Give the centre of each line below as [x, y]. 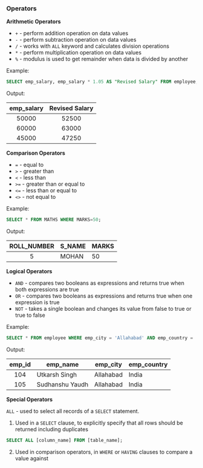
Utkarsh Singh [57, 374]
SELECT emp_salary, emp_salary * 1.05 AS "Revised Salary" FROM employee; [102, 82]
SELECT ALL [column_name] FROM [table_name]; [64, 440]
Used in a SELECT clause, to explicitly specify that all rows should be [99, 423]
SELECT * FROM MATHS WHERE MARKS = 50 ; [54, 220]
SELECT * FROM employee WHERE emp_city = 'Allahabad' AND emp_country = [100, 338]
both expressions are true [47, 290]
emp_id [20, 364]
